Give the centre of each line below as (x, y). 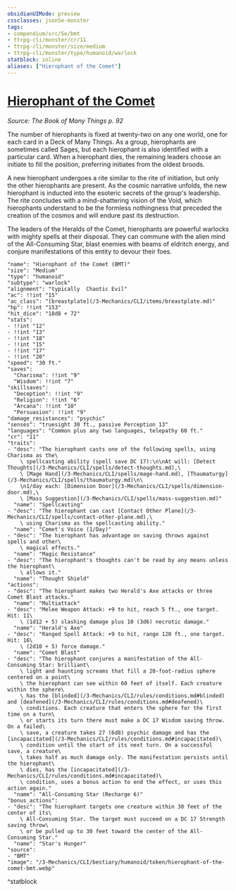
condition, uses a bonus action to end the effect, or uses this (124, 782)
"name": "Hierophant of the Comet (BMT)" (69, 264)
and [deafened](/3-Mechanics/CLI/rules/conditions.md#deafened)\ (105, 702)
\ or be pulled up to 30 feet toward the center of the (104, 831)
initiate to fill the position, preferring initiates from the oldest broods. (106, 164)
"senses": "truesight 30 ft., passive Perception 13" (88, 424)
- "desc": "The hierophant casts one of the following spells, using (112, 449)
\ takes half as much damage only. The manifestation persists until (124, 757)
